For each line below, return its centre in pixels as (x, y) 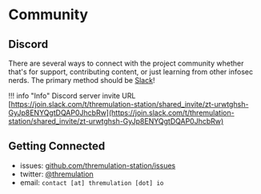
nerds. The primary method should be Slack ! (82, 80)
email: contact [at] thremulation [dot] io (92, 182)
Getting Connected (57, 146)
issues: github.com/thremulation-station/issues (98, 165)
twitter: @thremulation (56, 174)
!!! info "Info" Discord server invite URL (72, 96)
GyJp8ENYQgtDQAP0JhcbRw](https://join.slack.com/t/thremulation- (121, 113)
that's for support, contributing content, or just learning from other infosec (131, 72)
